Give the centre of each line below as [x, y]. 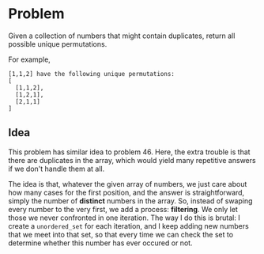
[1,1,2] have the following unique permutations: [92, 74]
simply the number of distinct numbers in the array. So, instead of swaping [130, 201]
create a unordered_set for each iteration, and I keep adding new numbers [128, 226]
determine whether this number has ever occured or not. [100, 243]
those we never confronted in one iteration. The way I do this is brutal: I [124, 218]
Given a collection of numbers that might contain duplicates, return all [122, 36]
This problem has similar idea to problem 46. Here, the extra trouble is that [129, 152]
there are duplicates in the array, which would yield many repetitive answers [132, 160]
